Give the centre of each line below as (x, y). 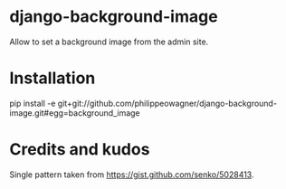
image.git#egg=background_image (75, 113)
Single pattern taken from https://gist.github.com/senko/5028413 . (132, 175)
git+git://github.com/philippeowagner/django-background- (167, 103)
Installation (52, 78)
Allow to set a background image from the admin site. (109, 42)
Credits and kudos (80, 150)
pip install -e (33, 103)
